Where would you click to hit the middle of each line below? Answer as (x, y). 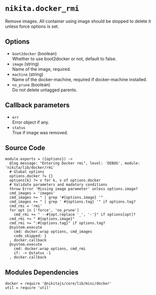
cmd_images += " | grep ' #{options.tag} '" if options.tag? (73, 202)
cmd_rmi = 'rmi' (26, 206)
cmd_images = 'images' (32, 193)
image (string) (26, 64)
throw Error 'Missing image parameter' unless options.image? (74, 189)
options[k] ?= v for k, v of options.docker (55, 180)
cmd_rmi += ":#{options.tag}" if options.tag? (57, 223)
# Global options (27, 172)
